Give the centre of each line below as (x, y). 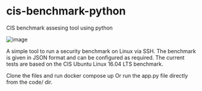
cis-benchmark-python (66, 11)
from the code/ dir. (30, 82)
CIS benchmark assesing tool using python (60, 28)
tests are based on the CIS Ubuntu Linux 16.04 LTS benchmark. (85, 64)
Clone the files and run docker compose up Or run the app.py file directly (97, 75)
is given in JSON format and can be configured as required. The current (96, 57)
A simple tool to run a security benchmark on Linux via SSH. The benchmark (101, 51)
